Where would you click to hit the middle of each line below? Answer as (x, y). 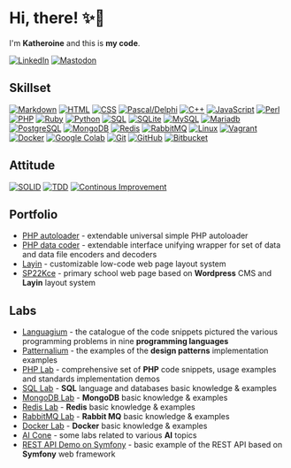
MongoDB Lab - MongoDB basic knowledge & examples (125, 398)
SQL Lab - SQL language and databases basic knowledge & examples (149, 388)
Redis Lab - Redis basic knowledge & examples (109, 407)
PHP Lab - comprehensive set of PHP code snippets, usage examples (149, 370)
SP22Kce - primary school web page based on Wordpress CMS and (147, 273)
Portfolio (34, 215)
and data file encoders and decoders (89, 255)
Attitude (32, 166)
